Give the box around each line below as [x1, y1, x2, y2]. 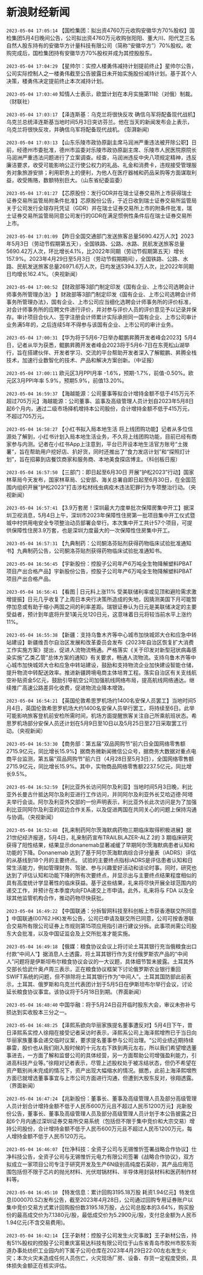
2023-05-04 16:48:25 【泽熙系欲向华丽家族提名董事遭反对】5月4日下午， [6, 1021, 188, 1029]
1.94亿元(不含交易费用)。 [6, 1219, 68, 1226]
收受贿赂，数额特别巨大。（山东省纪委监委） [16, 176, 126, 183]
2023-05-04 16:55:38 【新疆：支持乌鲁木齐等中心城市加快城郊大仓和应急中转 [6, 631, 197, 638]
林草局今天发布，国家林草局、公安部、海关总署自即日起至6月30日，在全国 [6, 476, 192, 483]
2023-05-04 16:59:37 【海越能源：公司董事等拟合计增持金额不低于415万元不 [6, 390, 195, 397]
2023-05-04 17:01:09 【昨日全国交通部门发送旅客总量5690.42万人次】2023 [6, 232, 195, 240]
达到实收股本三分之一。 [11, 1008, 70, 1015]
